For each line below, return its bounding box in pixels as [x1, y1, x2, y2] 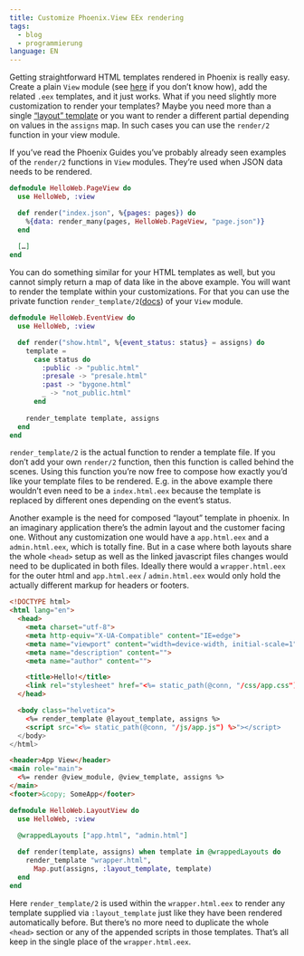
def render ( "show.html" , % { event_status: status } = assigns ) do [17, 338, 265, 347]
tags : [9, 22, 30, 31]
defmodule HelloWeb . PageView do [9, 184, 131, 193]
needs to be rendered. [9, 167, 92, 177]
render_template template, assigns [25, 414, 160, 423]
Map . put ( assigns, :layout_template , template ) [33, 865, 213, 874]
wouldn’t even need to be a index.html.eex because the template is [9, 485, 261, 496]
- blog [17, 30, 43, 39]
